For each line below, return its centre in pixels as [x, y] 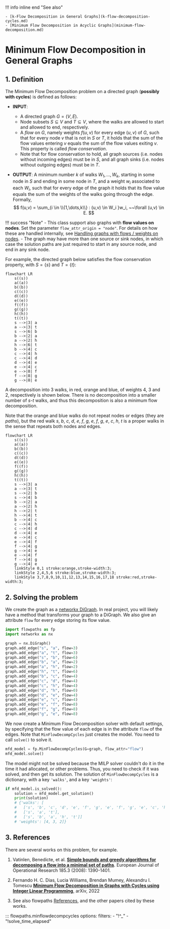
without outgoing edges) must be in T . [60, 165]
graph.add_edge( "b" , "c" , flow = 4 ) [42, 677]
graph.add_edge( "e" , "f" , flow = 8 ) [42, 705]
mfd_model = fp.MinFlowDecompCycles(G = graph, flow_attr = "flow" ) [74, 749]
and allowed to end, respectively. [55, 127]
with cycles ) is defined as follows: [41, 97]
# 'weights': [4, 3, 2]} [40, 822]
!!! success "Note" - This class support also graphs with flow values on [80, 223]
